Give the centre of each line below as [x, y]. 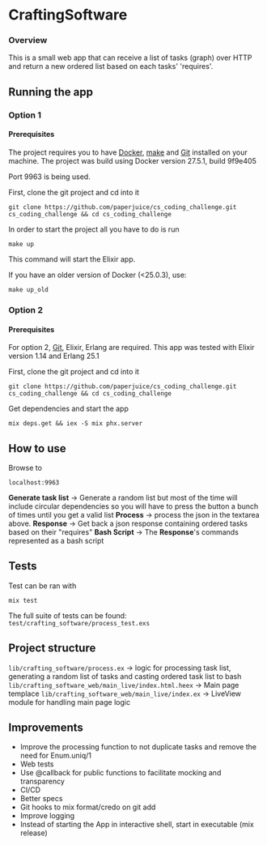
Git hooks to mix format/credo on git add [88, 807]
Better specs [41, 799]
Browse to [25, 467]
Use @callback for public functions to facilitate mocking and [121, 773]
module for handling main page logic [70, 702]
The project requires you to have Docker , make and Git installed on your [128, 152]
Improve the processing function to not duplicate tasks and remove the [138, 747]
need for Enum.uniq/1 [55, 756]
